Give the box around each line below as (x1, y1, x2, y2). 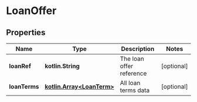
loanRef (9, 62, 31, 70)
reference (120, 69, 147, 77)
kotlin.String (45, 62, 80, 70)
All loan (120, 79, 141, 87)
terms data (120, 86, 150, 94)
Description (121, 45, 155, 53)
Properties (6, 28, 46, 38)
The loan (120, 55, 145, 63)
